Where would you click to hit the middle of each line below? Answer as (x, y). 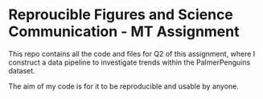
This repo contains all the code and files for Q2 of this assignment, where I (132, 53)
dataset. (22, 70)
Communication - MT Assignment (124, 32)
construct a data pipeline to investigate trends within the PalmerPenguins (129, 62)
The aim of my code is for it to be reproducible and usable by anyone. (123, 86)
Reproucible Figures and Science (121, 15)
